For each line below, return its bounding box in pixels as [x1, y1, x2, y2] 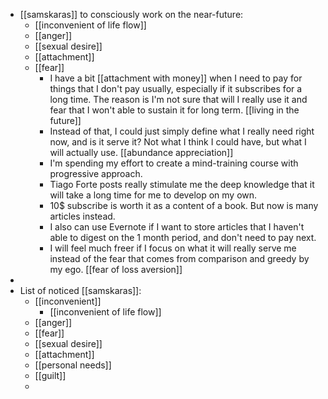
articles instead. [49, 210, 116, 222]
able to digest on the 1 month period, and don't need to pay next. [49, 232, 317, 243]
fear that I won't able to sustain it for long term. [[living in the [49, 104, 300, 116]
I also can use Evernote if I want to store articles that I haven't [49, 221, 305, 233]
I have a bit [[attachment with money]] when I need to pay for [49, 72, 303, 84]
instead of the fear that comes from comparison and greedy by [49, 253, 310, 264]
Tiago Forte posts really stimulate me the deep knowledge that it [49, 179, 315, 190]
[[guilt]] [34, 370, 67, 381]
